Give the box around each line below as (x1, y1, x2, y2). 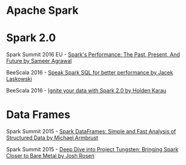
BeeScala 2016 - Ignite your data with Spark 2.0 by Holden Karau (6, 87, 166, 94)
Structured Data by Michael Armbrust (6, 134, 99, 142)
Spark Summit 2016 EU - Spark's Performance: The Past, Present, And (6, 51, 181, 58)
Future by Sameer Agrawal (6, 58, 72, 65)
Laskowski (6, 76, 32, 83)
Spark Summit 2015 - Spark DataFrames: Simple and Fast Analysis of (6, 128, 176, 135)
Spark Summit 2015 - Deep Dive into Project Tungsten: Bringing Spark (6, 146, 179, 153)
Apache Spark (6, 4, 79, 17)
